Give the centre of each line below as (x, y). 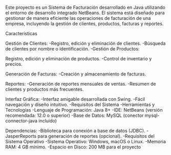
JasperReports (21, 136)
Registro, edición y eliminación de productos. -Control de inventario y (79, 59)
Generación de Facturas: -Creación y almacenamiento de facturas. (76, 74)
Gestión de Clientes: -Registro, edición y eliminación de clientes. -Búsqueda (85, 43)
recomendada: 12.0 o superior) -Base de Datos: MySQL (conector (74, 115)
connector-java (21, 121)
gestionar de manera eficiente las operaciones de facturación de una (78, 18)
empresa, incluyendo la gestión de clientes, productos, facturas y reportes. (84, 23)
